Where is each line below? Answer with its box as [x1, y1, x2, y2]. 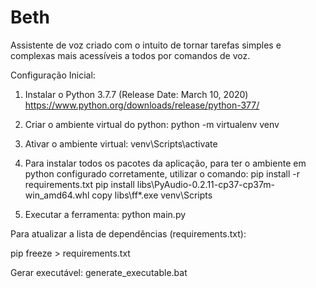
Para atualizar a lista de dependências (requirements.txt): [10, 227, 247, 240]
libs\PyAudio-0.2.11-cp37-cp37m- [136, 178, 275, 190]
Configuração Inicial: [10, 69, 96, 81]
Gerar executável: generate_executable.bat [10, 266, 188, 278]
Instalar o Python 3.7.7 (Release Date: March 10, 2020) [24, 88, 249, 100]
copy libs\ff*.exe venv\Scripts [91, 189, 213, 201]
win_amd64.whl [24, 189, 90, 201]
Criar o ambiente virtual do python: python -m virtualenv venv [24, 118, 280, 130]
